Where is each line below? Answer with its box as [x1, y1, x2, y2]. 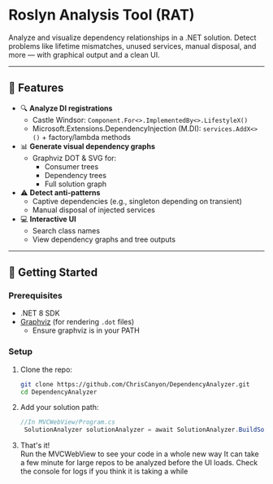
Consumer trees [44, 161, 99, 172]
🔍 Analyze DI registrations [19, 103, 113, 113]
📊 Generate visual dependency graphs [19, 141, 156, 151]
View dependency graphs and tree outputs [32, 234, 176, 244]
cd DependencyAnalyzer [19, 388, 97, 396]
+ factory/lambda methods [41, 132, 132, 142]
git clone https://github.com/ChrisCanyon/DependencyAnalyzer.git [19, 380, 250, 388]
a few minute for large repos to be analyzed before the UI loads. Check [19, 458, 258, 468]
